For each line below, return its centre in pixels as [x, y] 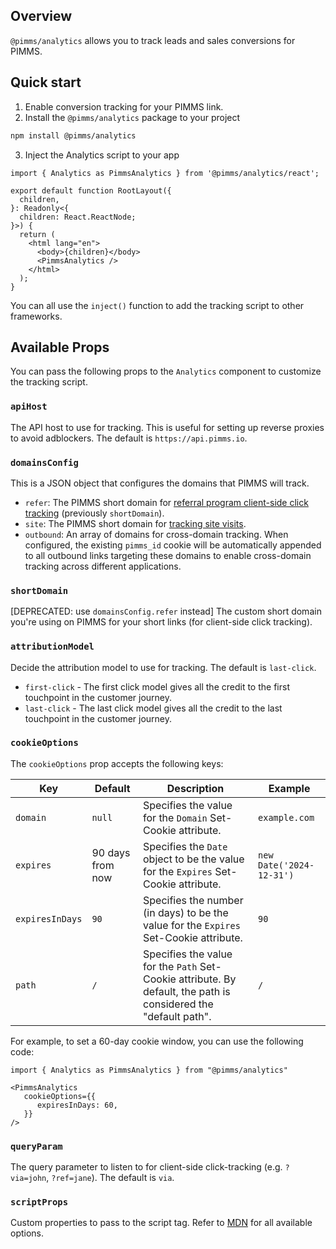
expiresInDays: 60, [77, 1105]
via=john [28, 1179]
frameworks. [36, 316]
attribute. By [207, 979]
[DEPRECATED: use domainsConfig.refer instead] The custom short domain [166, 611]
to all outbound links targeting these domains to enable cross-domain [168, 555]
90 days [111, 852]
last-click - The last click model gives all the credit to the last [153, 708]
